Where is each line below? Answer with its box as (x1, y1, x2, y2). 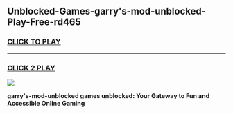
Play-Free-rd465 (7, 17, 81, 28)
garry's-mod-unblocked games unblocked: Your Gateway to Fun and (7, 91, 210, 99)
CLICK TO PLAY (7, 37, 61, 47)
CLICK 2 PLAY (7, 63, 55, 73)
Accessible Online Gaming (7, 99, 85, 107)
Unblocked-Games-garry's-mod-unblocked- (7, 6, 207, 17)
